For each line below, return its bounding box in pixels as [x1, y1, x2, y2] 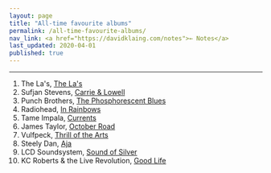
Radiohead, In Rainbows [20, 105, 101, 113]
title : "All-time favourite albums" [9, 19, 132, 27]
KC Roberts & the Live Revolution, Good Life [20, 156, 166, 165]
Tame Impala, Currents [20, 113, 97, 122]
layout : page [9, 11, 53, 20]
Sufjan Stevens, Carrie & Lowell [20, 88, 125, 97]
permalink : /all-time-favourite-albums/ [9, 27, 147, 35]
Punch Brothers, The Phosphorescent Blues [20, 96, 166, 105]
